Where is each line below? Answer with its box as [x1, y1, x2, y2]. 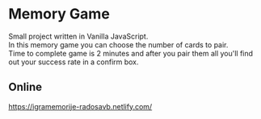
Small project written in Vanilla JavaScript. [8, 31, 149, 41]
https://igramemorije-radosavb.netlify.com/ [8, 101, 153, 111]
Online [8, 80, 43, 94]
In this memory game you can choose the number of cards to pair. [8, 39, 229, 49]
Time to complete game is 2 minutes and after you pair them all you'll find [8, 48, 253, 58]
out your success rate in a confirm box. [8, 57, 139, 67]
